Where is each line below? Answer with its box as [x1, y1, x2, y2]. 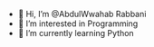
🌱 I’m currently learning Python [17, 28, 134, 38]
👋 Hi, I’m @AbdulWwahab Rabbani [17, 9, 147, 19]
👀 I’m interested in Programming [17, 18, 139, 29]
